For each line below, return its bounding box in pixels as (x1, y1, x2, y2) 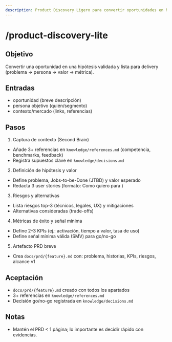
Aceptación (5, 273, 44, 282)
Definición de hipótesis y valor (12, 167, 77, 174)
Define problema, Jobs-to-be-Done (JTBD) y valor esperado (12, 177, 141, 183)
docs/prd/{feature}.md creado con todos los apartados (12, 287, 130, 293)
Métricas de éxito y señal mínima (12, 218, 82, 224)
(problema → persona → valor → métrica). (5, 69, 94, 75)
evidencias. (12, 331, 37, 338)
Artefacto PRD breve (12, 243, 56, 249)
